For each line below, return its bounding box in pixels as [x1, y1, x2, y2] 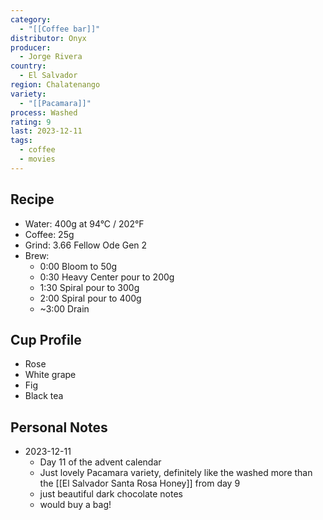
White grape [24, 369, 77, 381]
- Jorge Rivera [19, 52, 83, 62]
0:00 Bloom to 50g [39, 260, 118, 272]
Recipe [10, 191, 55, 208]
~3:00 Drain [39, 302, 90, 315]
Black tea [24, 390, 64, 402]
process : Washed [10, 107, 78, 118]
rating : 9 [10, 117, 52, 127]
